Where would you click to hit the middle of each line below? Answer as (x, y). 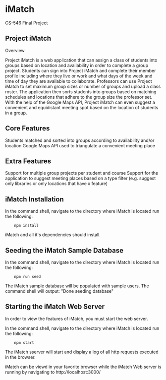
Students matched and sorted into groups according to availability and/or (80, 140)
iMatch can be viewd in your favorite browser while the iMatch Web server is (83, 367)
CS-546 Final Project (27, 23)
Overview (15, 50)
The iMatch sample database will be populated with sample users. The (77, 286)
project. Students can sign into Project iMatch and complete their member (81, 70)
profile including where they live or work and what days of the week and (79, 76)
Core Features (28, 128)
